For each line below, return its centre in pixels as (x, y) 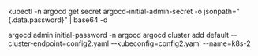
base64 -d (91, 20)
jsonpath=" (222, 11)
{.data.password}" (38, 20)
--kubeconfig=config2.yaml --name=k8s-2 (180, 43)
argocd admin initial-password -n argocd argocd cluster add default (119, 35)
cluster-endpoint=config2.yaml (59, 43)
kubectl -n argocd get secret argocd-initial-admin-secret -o (105, 11)
